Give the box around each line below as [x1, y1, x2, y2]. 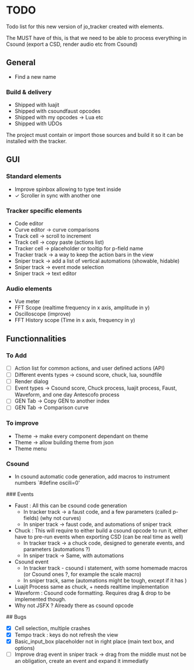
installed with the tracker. [6, 138, 67, 145]
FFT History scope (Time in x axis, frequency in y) [14, 317, 136, 324]
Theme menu [14, 445, 47, 452]
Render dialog [14, 378, 49, 385]
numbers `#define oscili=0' [14, 479, 80, 486]
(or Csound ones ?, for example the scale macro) [23, 571, 142, 578]
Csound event [14, 558, 49, 565]
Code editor [14, 220, 44, 227]
